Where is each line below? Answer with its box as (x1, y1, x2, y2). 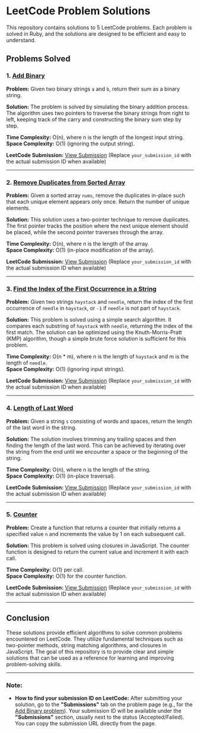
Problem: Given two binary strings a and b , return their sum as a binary (6, 85, 180, 92)
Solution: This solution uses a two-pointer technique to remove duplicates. (6, 216, 190, 223)
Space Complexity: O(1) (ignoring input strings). (6, 366, 125, 373)
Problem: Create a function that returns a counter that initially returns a (6, 524, 181, 531)
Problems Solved (6, 54, 71, 64)
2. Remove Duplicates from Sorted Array (6, 178, 126, 186)
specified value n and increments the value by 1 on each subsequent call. (6, 530, 186, 537)
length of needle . (6, 359, 48, 367)
